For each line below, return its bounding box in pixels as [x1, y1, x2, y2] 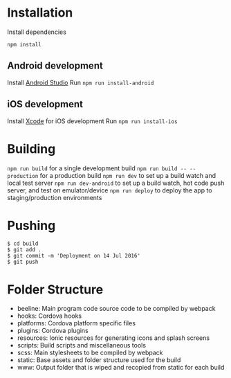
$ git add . [7, 246, 41, 253]
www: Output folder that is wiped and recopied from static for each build [17, 363, 225, 372]
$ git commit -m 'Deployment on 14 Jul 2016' [7, 253, 140, 260]
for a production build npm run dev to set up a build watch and [39, 171, 216, 179]
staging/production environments [7, 193, 102, 201]
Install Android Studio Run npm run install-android [7, 78, 154, 87]
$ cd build [7, 240, 39, 247]
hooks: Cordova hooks [17, 312, 82, 320]
